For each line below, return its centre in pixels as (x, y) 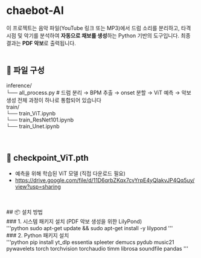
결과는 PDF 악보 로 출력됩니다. (41, 43)
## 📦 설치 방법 (25, 211)
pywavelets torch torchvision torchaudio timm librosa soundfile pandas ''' (97, 248)
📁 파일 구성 (26, 70)
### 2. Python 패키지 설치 (38, 235)
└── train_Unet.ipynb (33, 126)
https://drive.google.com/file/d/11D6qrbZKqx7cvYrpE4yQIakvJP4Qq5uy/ (105, 180)
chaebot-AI (35, 11)
